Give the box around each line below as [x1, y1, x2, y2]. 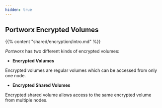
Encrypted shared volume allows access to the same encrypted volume [5, 92, 152, 98]
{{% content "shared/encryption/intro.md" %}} [5, 39, 101, 45]
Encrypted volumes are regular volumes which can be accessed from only [5, 67, 158, 73]
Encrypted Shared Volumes [12, 82, 71, 88]
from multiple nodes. [5, 97, 48, 103]
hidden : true [5, 7, 32, 12]
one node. [5, 73, 26, 79]
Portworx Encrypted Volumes [5, 26, 99, 34]
